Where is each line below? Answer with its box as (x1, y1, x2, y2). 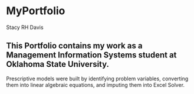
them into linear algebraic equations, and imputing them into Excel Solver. (6, 81, 185, 88)
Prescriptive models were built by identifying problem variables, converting (6, 75, 189, 82)
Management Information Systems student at (6, 50, 177, 60)
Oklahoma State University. (6, 59, 110, 69)
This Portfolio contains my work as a (6, 41, 143, 51)
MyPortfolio (6, 4, 65, 18)
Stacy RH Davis (6, 24, 44, 31)
